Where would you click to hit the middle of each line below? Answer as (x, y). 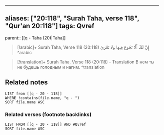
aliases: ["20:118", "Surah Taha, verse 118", (72, 18)
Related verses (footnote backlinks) (48, 114)
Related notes (26, 83)
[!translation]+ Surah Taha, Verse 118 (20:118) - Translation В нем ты (86, 62)
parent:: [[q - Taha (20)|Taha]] (35, 38)
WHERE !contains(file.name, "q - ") (42, 98)
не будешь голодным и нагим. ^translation (61, 67)
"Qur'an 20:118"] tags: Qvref (50, 26)
